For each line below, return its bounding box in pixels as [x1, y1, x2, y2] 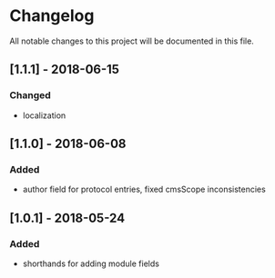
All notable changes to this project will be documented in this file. [9, 35, 255, 46]
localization [22, 110, 66, 121]
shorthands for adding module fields [22, 258, 159, 269]
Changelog [9, 5, 95, 26]
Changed [9, 89, 52, 102]
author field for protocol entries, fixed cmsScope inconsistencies [22, 184, 266, 195]
